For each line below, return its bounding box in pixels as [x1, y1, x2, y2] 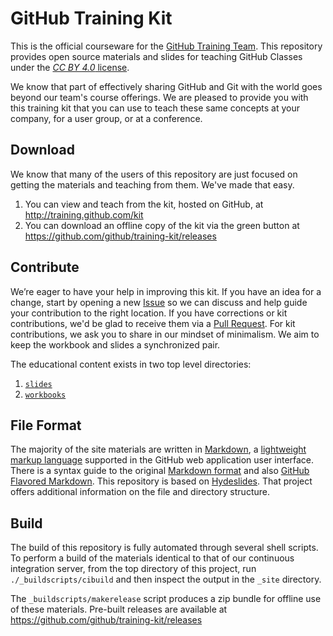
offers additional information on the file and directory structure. [10, 486, 270, 498]
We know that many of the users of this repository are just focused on [10, 168, 298, 180]
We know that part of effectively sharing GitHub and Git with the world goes [10, 80, 323, 92]
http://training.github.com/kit [24, 208, 144, 221]
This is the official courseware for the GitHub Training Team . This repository [10, 40, 323, 52]
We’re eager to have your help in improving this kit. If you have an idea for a [10, 285, 322, 297]
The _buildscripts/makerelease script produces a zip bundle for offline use [10, 593, 322, 605]
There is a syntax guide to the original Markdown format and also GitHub [10, 465, 310, 477]
